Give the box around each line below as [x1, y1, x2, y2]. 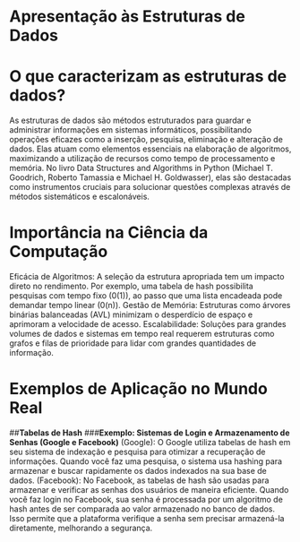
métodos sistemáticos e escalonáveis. [9, 191, 150, 202]
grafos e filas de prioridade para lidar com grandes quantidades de [9, 338, 257, 348]
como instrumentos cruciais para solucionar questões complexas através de [9, 182, 291, 193]
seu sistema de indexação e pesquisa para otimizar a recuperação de [9, 446, 266, 457]
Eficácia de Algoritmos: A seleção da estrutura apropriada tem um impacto [9, 271, 285, 282]
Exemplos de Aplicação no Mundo [9, 379, 269, 400]
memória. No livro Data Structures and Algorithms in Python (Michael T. [9, 163, 273, 174]
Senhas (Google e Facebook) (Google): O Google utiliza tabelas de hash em [9, 437, 291, 447]
